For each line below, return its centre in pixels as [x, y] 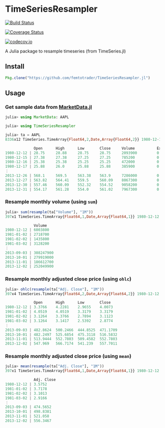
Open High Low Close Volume [84, 148]
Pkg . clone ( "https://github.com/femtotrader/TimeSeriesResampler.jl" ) [78, 78]
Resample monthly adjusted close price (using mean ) [68, 356]
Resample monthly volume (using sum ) [51, 202]
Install [15, 66]
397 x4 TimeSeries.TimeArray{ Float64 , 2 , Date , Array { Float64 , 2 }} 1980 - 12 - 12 [82, 294]
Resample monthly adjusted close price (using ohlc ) [68, 279]
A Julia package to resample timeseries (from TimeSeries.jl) [66, 51]
